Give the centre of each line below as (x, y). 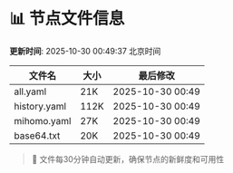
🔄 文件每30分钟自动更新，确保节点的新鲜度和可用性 (128, 159)
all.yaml (30, 91)
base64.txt (37, 135)
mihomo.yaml (43, 120)
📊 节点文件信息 (67, 19)
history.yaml (40, 106)
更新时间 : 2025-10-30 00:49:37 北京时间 (85, 51)
